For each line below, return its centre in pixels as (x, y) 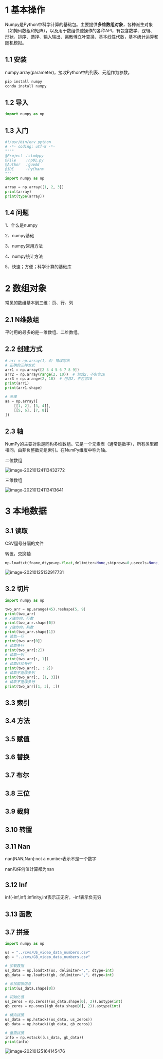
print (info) (17, 1042)
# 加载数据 (15, 966)
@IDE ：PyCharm (24, 169)
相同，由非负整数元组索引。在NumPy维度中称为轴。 (57, 450)
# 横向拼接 (15, 1015)
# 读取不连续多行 (20, 682)
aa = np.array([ (21, 401)
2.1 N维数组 (22, 319)
